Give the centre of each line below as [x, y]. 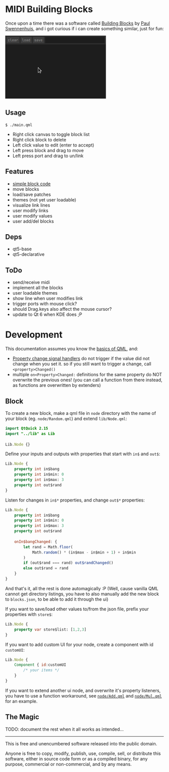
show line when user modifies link [48, 299]
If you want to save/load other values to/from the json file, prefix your [77, 609]
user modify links [30, 210]
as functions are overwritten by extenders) [57, 385]
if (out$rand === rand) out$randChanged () [68, 563]
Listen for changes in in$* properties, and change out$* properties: [75, 500]
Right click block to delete [39, 139]
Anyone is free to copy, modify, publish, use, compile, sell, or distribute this [83, 753]
